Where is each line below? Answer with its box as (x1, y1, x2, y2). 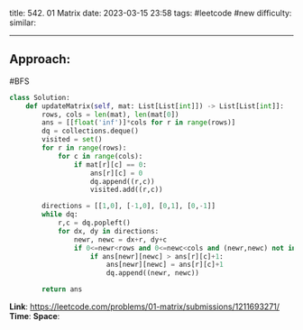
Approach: (9, 51, 70, 67)
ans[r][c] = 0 (89, 169, 143, 178)
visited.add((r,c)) (89, 185, 164, 195)
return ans (41, 285, 83, 294)
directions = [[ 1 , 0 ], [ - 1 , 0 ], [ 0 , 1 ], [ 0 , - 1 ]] (41, 202, 216, 211)
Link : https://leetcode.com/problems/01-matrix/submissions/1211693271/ (9, 301, 280, 312)
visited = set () (41, 135, 103, 144)
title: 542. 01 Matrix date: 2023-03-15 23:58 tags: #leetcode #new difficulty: (9, 8, 292, 18)
